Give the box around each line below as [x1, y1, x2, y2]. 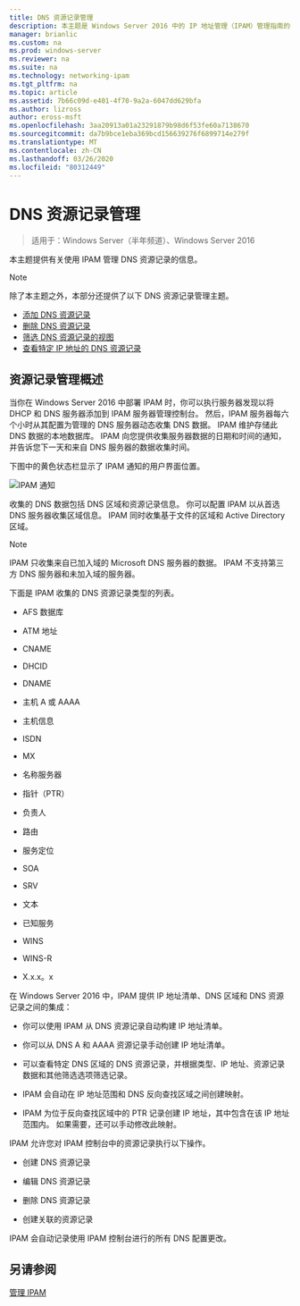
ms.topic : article [9, 88, 78, 97]
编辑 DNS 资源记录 [21, 1176, 91, 1187]
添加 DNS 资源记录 [21, 309, 91, 320]
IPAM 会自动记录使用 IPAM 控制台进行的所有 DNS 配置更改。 [9, 1233, 232, 1243]
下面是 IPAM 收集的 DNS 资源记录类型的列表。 [9, 587, 179, 599]
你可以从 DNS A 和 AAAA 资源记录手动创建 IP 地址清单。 [21, 1040, 230, 1050]
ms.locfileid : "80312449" [9, 163, 105, 172]
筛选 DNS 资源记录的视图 [21, 332, 114, 342]
